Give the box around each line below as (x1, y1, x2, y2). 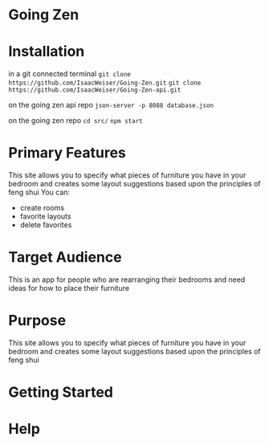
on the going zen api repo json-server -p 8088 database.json (8, 100, 214, 110)
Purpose (8, 312, 67, 330)
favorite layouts (19, 211, 71, 222)
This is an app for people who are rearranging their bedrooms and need (8, 275, 246, 284)
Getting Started (8, 383, 114, 402)
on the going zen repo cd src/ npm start (8, 116, 143, 125)
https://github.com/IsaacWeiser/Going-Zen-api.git (8, 86, 181, 94)
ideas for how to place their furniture (8, 284, 130, 292)
